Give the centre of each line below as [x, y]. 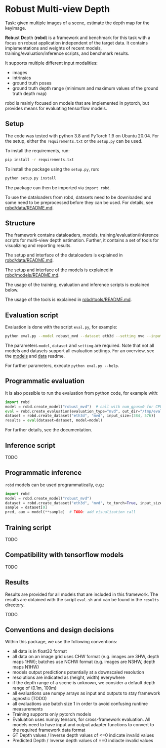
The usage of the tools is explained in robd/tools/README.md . [68, 299]
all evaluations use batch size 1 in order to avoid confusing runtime [80, 704]
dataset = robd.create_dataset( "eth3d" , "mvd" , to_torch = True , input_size [84, 503]
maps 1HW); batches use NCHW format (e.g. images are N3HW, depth [84, 662]
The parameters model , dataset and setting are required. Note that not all [80, 345]
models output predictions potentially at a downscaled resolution [78, 672]
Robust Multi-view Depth [58, 9]
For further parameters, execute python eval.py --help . [62, 366]
